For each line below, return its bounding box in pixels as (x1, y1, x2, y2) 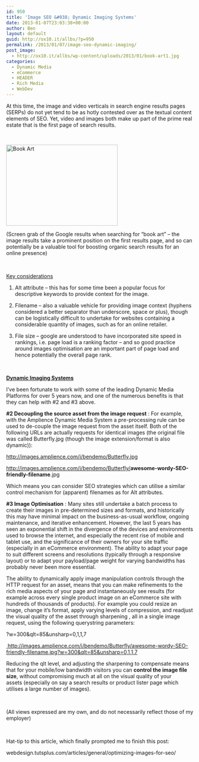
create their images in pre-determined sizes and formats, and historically (6, 506, 185, 514)
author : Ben (6, 25, 36, 32)
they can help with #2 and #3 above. (6, 398, 96, 405)
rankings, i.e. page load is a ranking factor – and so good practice (14, 338, 176, 345)
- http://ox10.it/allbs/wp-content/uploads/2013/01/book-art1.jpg (11, 53, 179, 59)
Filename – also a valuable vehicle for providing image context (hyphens (14, 301, 192, 309)
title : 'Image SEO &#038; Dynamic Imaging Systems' (6, 14, 137, 20)
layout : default (6, 31, 46, 37)
